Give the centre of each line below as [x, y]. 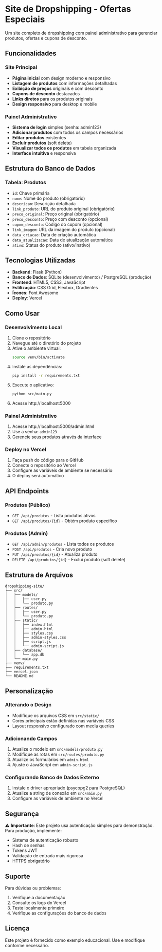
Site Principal [21, 67]
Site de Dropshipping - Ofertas [68, 9]
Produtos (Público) [28, 505]
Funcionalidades [31, 53]
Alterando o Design [28, 705]
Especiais [25, 19]
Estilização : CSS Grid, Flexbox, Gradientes [55, 288]
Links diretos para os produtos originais [52, 99]
